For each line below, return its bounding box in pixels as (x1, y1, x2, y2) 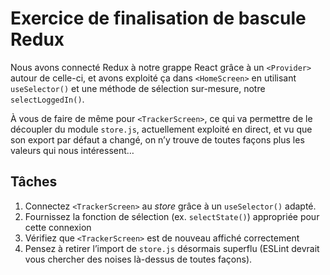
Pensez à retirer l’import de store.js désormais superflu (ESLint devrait (24, 242, 320, 254)
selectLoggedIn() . (10, 93, 85, 105)
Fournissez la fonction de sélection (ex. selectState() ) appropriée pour (24, 210, 320, 222)
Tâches (10, 173, 58, 191)
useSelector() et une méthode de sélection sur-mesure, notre (10, 82, 266, 94)
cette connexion (24, 221, 92, 233)
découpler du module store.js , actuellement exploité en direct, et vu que (10, 123, 313, 135)
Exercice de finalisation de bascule (10, 7, 307, 30)
